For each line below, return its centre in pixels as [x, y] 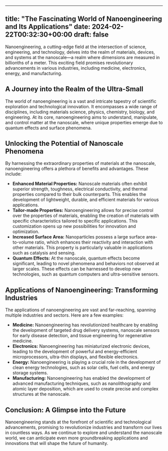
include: [13, 174]
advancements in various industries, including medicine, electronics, [76, 68]
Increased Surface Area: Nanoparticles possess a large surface [78, 237]
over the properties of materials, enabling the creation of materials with [85, 215]
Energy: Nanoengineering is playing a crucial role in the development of [86, 362]
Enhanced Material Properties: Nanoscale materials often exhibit [80, 184]
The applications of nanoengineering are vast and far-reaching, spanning [80, 310]
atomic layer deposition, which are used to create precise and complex [85, 389]
